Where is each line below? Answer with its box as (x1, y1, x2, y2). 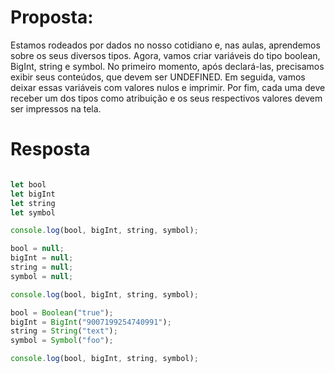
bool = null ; (10, 244, 65, 254)
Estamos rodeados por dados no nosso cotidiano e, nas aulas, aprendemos (10, 39, 321, 51)
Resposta (10, 138, 91, 161)
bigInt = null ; (10, 253, 74, 263)
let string (10, 198, 56, 208)
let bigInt (10, 189, 56, 199)
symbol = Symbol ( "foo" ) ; (10, 336, 114, 346)
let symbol (10, 207, 56, 218)
